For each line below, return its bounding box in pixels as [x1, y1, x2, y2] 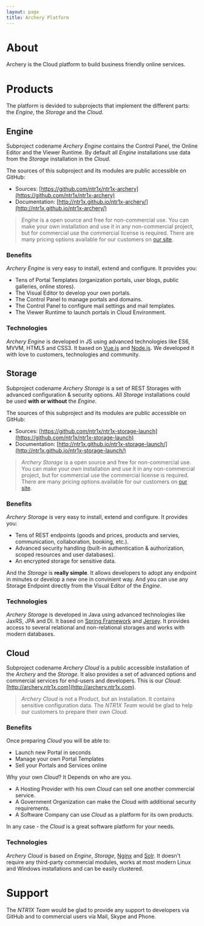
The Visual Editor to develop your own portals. [15, 289, 131, 297]
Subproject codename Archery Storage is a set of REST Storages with [6, 384, 182, 392]
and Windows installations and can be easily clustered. [6, 865, 144, 872]
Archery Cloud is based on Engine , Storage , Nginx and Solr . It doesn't [6, 852, 181, 859]
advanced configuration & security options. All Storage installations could [6, 391, 190, 398]
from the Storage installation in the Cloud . [6, 156, 111, 163]
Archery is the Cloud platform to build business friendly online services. [6, 61, 186, 68]
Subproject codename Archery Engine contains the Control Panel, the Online [6, 142, 198, 149]
